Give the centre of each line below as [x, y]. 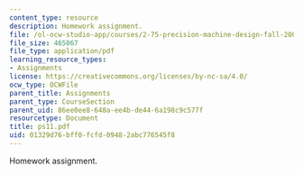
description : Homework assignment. [76, 26]
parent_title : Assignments [60, 93]
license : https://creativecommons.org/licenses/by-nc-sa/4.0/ [129, 77]
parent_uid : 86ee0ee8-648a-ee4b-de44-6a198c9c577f [106, 110]
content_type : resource [54, 18]
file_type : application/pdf [62, 51]
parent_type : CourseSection [62, 101]
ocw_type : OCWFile [44, 85]
